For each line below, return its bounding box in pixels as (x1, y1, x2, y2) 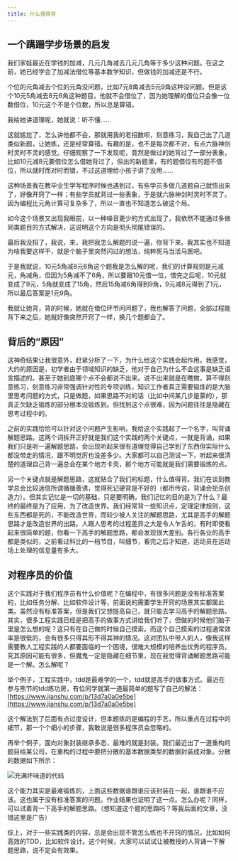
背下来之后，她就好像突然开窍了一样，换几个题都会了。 (7, 313, 169, 321)
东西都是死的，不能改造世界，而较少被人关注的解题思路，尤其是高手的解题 (13, 510, 231, 519)
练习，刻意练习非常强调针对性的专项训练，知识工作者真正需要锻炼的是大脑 (13, 383, 231, 391)
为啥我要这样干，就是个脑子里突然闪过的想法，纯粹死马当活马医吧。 (7, 247, 206, 256)
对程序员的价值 (7, 569, 73, 581)
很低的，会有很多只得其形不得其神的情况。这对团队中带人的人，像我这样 (19, 633, 231, 642)
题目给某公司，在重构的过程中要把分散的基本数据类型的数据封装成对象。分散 (7, 747, 231, 756)
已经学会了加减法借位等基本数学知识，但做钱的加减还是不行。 (25, 68, 206, 76)
